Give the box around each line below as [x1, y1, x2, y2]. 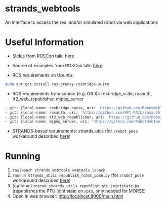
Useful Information [5, 37, 84, 48]
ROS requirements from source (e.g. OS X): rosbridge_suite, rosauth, [12, 90, 152, 96]
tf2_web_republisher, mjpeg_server [12, 96, 84, 102]
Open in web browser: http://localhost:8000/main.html [12, 193, 124, 199]
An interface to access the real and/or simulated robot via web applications [5, 19, 158, 25]
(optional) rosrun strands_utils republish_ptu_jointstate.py [12, 183, 140, 189]
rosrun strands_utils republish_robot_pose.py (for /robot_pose [12, 172, 144, 178]
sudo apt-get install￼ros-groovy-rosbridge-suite [5, 82, 110, 86]
